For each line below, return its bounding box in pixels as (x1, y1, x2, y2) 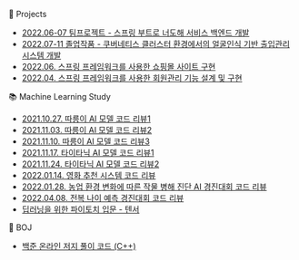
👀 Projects (8, 9, 47, 19)
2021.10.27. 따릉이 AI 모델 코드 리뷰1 (21, 113, 151, 124)
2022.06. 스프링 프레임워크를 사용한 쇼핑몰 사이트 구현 (21, 62, 216, 72)
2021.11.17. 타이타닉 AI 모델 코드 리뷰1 (21, 148, 154, 158)
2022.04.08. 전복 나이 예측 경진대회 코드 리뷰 (21, 193, 184, 203)
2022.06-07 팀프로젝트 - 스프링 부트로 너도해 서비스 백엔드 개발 (21, 27, 250, 38)
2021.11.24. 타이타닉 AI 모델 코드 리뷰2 (21, 159, 160, 169)
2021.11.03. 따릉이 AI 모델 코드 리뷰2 (21, 125, 153, 135)
